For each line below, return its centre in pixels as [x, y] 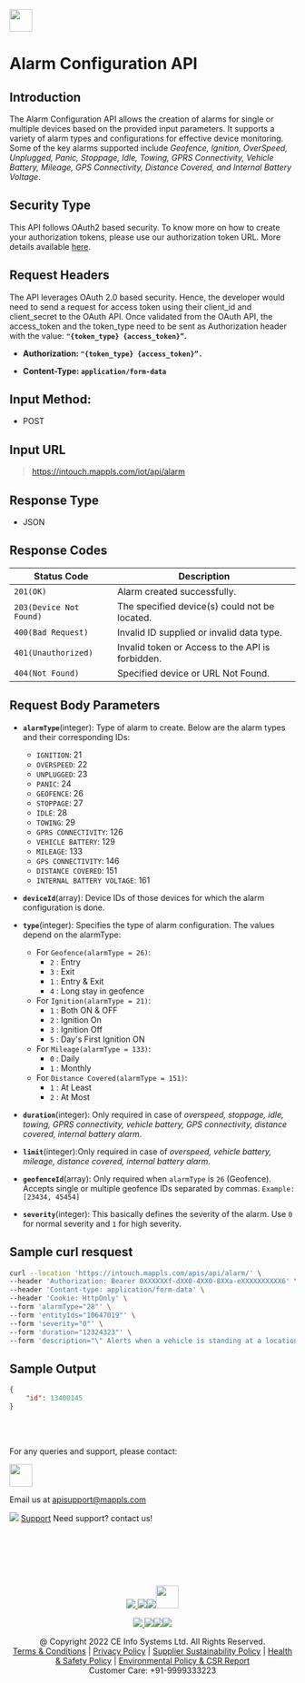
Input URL [38, 450]
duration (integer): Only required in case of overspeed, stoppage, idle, [153, 1114]
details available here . [50, 246]
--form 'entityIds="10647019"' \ [73, 1315]
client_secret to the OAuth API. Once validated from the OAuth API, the [141, 316]
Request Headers [59, 276]
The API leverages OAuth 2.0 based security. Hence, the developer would [147, 297]
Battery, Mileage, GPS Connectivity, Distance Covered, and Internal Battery [151, 167]
